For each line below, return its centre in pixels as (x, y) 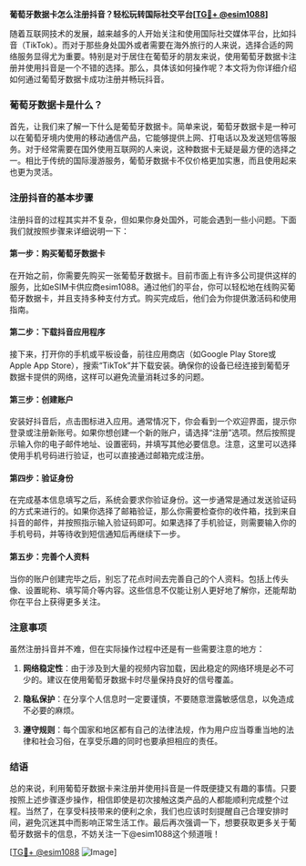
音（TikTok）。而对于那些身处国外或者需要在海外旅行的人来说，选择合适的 (148, 45)
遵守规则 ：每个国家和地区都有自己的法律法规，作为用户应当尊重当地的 (154, 729)
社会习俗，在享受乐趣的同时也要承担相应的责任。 (131, 740)
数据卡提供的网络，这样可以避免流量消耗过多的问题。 (109, 377)
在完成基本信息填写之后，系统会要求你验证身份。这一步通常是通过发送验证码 (153, 500)
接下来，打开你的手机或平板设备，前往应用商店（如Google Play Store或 (143, 354)
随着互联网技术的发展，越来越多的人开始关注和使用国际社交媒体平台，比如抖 (153, 34)
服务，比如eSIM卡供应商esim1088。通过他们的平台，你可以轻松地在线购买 (149, 287)
